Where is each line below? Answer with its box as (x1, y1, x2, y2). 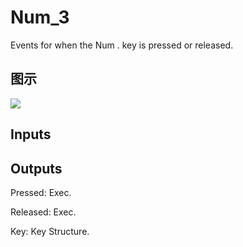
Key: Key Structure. (10, 225, 90, 237)
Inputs (10, 126, 52, 143)
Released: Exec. (10, 206, 77, 218)
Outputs (10, 160, 63, 177)
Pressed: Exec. (10, 186, 72, 198)
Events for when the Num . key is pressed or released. (10, 39, 234, 51)
